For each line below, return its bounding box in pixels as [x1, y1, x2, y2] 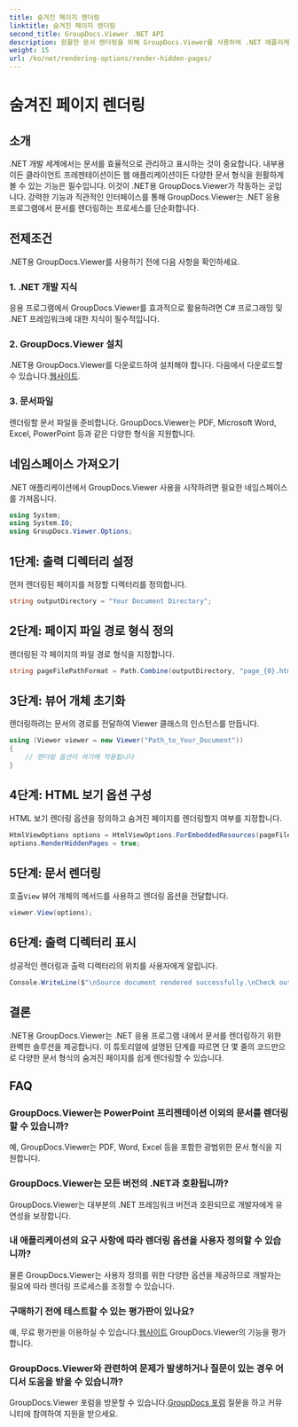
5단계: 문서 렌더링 [9, 866, 102, 881]
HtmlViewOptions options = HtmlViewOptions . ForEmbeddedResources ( [9, 830, 260, 839]
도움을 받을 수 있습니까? [27, 1376, 124, 1388]
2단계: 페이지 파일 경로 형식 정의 [9, 623, 175, 639]
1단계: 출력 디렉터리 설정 [9, 553, 135, 568]
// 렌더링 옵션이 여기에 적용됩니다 [25, 753, 135, 762]
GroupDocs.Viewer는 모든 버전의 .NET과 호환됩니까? [9, 1177, 229, 1189]
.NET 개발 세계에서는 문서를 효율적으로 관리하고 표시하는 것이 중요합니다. [9, 159, 262, 169]
